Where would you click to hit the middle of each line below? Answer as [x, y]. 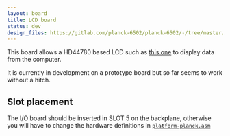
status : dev [24, 26]
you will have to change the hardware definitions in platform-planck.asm [109, 126]
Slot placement [40, 101]
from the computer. [34, 60]
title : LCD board [32, 20]
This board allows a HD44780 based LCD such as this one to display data [111, 52]
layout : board [27, 13]
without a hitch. [29, 80]
